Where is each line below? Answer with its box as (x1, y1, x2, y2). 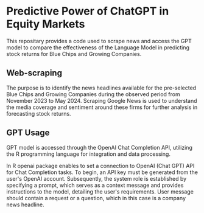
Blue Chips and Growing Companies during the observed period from (6, 90, 181, 98)
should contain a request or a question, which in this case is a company (6, 194, 186, 201)
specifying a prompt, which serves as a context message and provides (6, 181, 184, 189)
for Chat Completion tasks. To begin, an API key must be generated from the (6, 169, 198, 176)
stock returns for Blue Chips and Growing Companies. (6, 50, 142, 57)
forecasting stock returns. (6, 110, 71, 117)
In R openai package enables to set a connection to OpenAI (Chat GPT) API (6, 162, 195, 169)
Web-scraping (6, 68, 63, 79)
